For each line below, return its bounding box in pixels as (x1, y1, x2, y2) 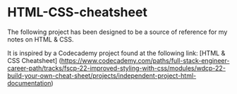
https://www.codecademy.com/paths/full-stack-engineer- (61, 56, 230, 64)
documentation (7, 78, 51, 87)
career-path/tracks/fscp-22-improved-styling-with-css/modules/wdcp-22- (7, 64, 226, 72)
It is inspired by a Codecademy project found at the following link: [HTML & (7, 49, 226, 57)
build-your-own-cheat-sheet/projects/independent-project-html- (7, 71, 197, 80)
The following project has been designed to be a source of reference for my (7, 28, 228, 36)
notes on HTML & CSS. (7, 35, 74, 43)
